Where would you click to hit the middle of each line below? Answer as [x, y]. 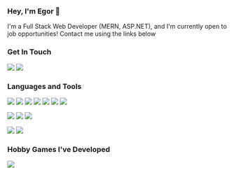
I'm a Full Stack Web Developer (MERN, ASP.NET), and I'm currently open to [117, 27]
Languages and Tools [44, 86]
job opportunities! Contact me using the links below [82, 34]
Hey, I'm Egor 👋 [34, 11]
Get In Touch [29, 52]
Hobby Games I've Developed [59, 149]
